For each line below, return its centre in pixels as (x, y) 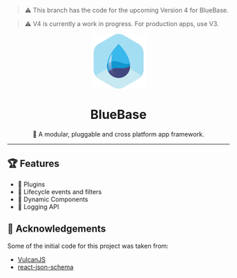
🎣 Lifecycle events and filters (60, 191)
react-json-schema (45, 267)
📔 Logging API (38, 206)
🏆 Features (34, 164)
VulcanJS (31, 259)
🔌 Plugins (31, 184)
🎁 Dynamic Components (53, 199)
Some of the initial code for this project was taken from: (88, 246)
